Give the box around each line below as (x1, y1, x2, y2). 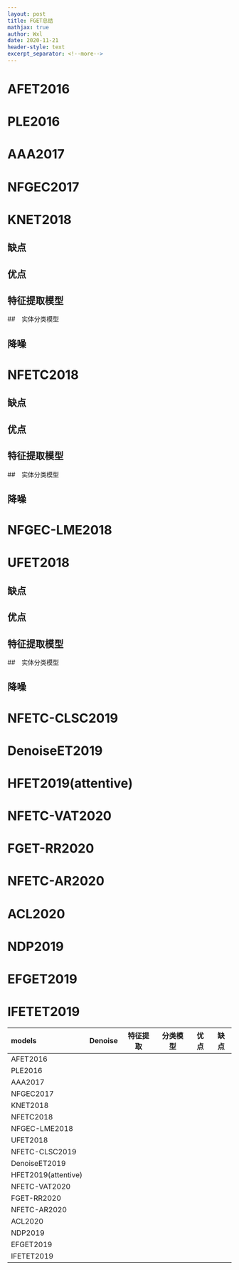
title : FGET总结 (7, 17, 53, 24)
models (11, 1035, 37, 1045)
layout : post (7, 10, 46, 18)
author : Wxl (7, 30, 43, 38)
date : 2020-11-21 (7, 37, 59, 44)
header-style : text (7, 44, 65, 51)
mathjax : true (7, 24, 50, 31)
